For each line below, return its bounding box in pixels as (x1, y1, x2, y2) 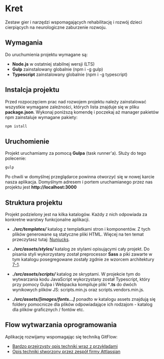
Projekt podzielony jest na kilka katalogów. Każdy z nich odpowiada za (5, 211, 148, 217)
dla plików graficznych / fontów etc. (12, 307, 85, 312)
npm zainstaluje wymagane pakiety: (5, 114, 78, 120)
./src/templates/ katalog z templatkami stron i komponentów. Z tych (12, 226, 151, 232)
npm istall (5, 123, 27, 129)
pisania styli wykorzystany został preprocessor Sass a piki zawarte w (12, 251, 153, 257)
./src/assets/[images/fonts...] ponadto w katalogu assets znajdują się (12, 296, 156, 302)
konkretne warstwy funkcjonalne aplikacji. (5, 216, 90, 222)
